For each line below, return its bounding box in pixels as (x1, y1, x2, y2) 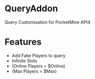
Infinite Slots (11, 57, 37, 64)
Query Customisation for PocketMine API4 (4, 19, 91, 25)
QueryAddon (4, 3, 58, 14)
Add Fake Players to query (11, 53, 66, 58)
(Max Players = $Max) (11, 68, 57, 74)
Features (4, 36, 42, 48)
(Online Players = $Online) (11, 63, 65, 69)
